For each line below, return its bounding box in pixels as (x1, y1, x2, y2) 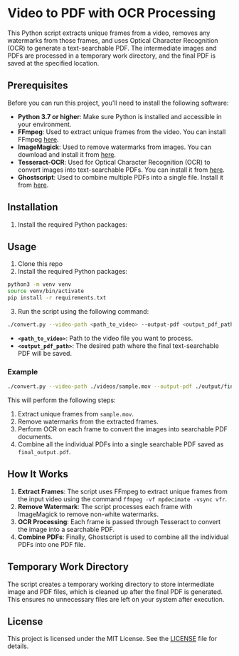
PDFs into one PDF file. (17, 540, 86, 548)
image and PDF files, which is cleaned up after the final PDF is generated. (7, 587, 223, 596)
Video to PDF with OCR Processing (7, 5, 216, 21)
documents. (17, 433, 53, 441)
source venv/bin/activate (7, 287, 84, 295)
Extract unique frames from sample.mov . (17, 410, 134, 419)
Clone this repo (17, 260, 63, 268)
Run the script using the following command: (17, 307, 149, 315)
